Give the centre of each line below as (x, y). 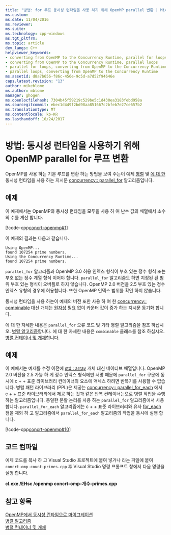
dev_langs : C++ (21, 48)
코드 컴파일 (22, 447)
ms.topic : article (25, 43)
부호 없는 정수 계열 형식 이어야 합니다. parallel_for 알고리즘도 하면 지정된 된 (82, 277)
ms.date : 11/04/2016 (27, 19)
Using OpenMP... (22, 248)
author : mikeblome (25, 86)
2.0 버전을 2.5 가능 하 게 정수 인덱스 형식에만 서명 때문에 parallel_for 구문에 (82, 375)
